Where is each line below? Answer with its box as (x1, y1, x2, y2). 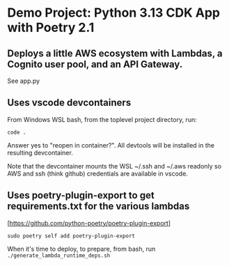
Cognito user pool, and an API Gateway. (7, 58, 183, 70)
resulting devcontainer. (7, 148, 73, 157)
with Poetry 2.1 (7, 19, 95, 36)
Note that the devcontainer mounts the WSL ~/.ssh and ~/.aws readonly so (7, 162, 221, 170)
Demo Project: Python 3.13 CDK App (7, 5, 221, 21)
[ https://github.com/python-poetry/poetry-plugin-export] (7, 219, 171, 227)
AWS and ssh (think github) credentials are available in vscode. (7, 169, 188, 178)
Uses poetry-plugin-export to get (7, 189, 155, 201)
